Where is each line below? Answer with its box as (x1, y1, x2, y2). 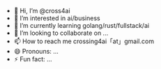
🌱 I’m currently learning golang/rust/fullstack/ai (13, 22, 150, 29)
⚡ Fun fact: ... (13, 55, 52, 63)
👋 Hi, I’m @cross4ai (13, 7, 71, 15)
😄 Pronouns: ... (13, 47, 59, 55)
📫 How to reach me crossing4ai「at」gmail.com (13, 37, 155, 45)
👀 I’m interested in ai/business (13, 14, 100, 22)
